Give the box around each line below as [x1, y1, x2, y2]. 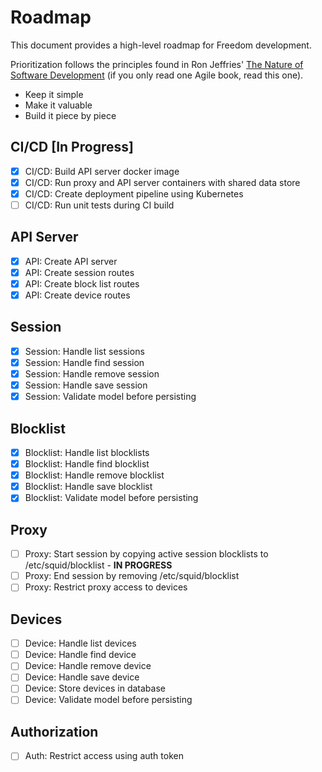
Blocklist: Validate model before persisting [24, 492, 199, 504]
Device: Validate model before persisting [24, 694, 193, 706]
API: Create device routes [24, 289, 131, 301]
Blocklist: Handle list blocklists [24, 447, 150, 458]
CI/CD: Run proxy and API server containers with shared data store [24, 176, 301, 188]
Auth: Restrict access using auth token [24, 750, 184, 762]
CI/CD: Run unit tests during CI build [24, 199, 175, 211]
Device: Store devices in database [24, 682, 166, 695]
